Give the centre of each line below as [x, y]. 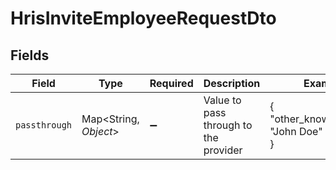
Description [232, 83]
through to [228, 125]
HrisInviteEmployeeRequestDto [143, 18]
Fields [30, 55]
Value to [222, 100]
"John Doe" [296, 131]
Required [171, 83]
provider [223, 150]
